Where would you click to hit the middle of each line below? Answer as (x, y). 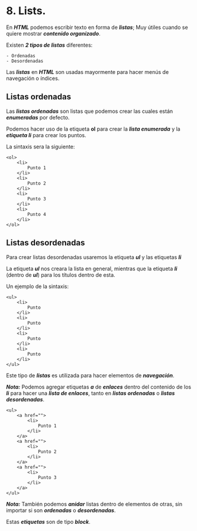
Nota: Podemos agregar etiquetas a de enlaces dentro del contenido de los (98, 387)
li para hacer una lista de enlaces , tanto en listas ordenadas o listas (91, 393)
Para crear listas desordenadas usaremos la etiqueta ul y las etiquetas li (94, 257)
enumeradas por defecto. (38, 117)
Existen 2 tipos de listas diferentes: (49, 45)
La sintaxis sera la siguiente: (41, 147)
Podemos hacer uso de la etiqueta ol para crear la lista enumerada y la (93, 129)
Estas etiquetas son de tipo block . (48, 522)
